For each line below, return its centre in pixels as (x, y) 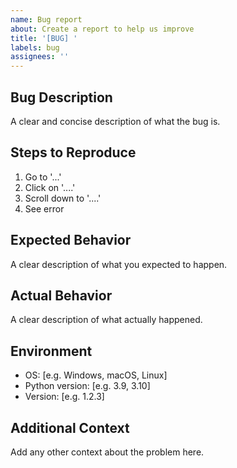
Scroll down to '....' (63, 198)
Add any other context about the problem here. (107, 452)
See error (44, 208)
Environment (51, 351)
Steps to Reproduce (73, 152)
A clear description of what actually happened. (106, 320)
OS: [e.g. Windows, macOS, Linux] (96, 375)
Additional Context (70, 427)
